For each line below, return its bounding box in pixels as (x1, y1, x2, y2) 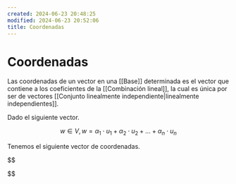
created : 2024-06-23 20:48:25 (7, 10, 97, 18)
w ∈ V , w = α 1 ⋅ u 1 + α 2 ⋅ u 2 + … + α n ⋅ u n (59, 127, 178, 137)
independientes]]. (7, 99, 59, 108)
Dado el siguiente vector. (7, 114, 80, 122)
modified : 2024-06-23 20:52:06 (7, 17, 99, 24)
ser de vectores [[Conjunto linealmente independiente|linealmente (7, 92, 199, 101)
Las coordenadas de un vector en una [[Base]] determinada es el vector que (7, 77, 229, 85)
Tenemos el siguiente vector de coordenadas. (7, 142, 141, 151)
